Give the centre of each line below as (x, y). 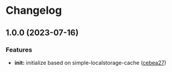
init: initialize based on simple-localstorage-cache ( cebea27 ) (90, 62)
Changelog (34, 10)
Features (19, 50)
